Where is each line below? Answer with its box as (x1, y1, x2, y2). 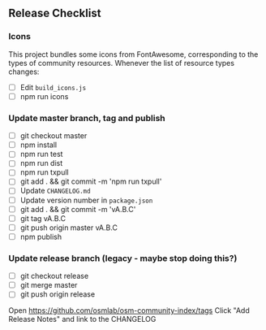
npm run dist (19, 158, 63, 168)
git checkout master (19, 131, 88, 141)
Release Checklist (8, 7, 101, 20)
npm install (19, 140, 58, 150)
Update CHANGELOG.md (19, 186, 91, 196)
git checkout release (19, 271, 89, 281)
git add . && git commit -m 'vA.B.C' (19, 204, 136, 214)
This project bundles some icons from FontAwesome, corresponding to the (8, 49, 259, 59)
